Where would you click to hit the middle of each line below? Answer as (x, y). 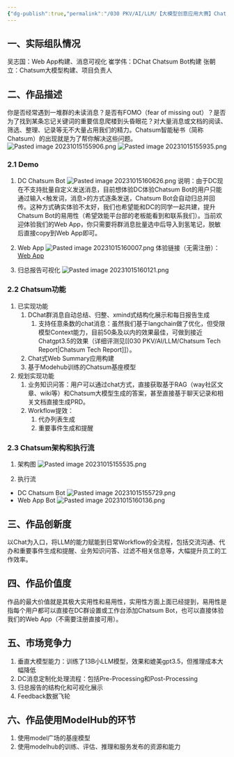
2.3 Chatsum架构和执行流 (51, 448)
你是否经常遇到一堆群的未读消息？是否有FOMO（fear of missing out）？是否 (117, 113)
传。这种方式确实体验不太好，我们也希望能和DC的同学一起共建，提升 (116, 207)
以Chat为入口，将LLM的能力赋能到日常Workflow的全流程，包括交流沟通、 (113, 542)
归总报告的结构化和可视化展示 (60, 687)
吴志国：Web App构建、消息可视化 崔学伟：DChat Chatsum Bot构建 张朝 (111, 62)
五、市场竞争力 (39, 643)
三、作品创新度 (39, 524)
